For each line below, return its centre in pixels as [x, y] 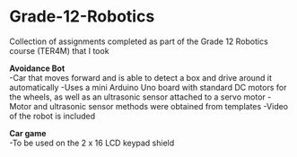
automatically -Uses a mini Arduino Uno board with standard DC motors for [148, 87]
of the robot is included [52, 116]
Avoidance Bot [37, 68]
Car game [28, 133]
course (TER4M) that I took [59, 50]
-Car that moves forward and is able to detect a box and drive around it [140, 77]
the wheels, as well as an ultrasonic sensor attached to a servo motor [138, 97]
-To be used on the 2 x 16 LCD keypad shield [92, 143]
